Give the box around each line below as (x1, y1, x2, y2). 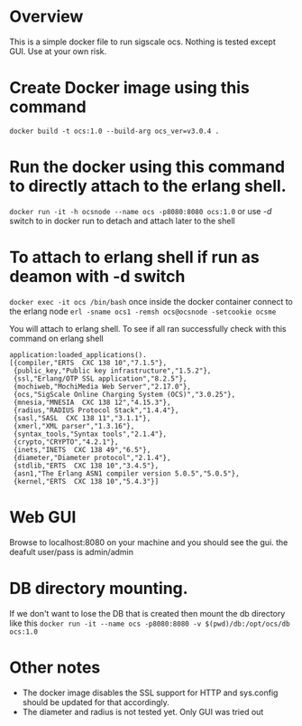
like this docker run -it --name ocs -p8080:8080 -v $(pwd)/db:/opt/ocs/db (9, 618, 290, 628)
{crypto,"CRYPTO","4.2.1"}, (13, 437, 119, 447)
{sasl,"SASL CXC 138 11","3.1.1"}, (13, 413, 151, 422)
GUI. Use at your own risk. (9, 45, 107, 56)
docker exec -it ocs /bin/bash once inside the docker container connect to (9, 296, 293, 306)
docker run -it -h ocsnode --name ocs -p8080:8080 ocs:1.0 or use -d (9, 205, 272, 216)
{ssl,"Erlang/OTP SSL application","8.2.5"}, (13, 373, 188, 383)
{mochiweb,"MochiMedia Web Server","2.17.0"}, (13, 382, 192, 391)
